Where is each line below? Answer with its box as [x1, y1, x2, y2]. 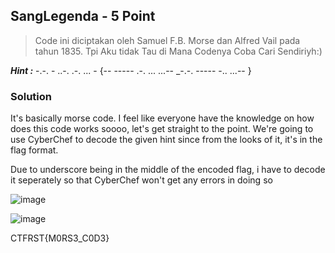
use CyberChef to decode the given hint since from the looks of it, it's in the [10, 134, 323, 146]
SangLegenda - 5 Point [10, 8, 156, 25]
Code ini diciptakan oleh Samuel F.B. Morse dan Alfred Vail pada [34, 34, 301, 46]
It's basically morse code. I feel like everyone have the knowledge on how [10, 112, 315, 124]
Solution [10, 89, 53, 103]
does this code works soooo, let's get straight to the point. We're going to [10, 123, 314, 135]
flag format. [10, 144, 59, 156]
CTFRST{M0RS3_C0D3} [10, 232, 110, 244]
